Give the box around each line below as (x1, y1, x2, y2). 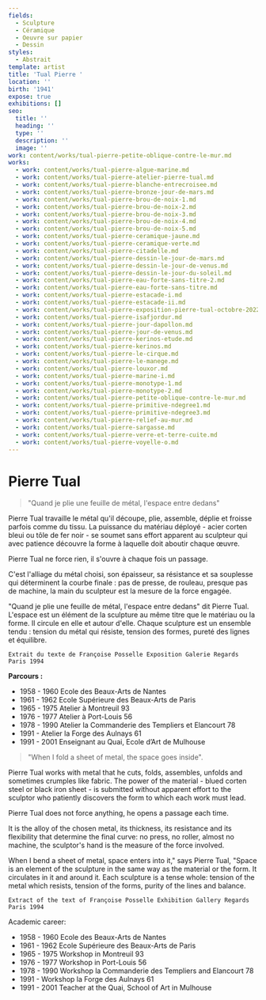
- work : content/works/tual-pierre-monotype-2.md (15, 387, 182, 395)
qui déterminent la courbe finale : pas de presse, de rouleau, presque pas (8, 578, 248, 588)
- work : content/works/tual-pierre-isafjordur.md (15, 313, 182, 321)
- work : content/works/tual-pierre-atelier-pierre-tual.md (15, 173, 215, 182)
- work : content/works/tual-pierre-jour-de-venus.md (15, 328, 193, 336)
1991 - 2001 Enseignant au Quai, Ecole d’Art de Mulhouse (19, 737, 206, 747)
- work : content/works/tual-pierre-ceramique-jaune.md (15, 233, 200, 241)
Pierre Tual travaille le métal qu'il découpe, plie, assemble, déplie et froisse (8, 513, 253, 523)
